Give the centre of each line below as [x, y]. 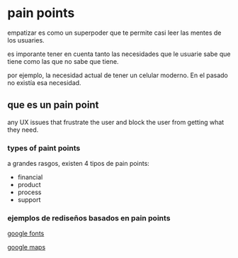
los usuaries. [26, 40]
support [29, 200]
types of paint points [44, 148]
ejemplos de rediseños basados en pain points [89, 218]
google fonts [26, 234]
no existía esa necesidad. [44, 82]
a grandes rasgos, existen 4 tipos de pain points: [79, 164]
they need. [23, 130]
